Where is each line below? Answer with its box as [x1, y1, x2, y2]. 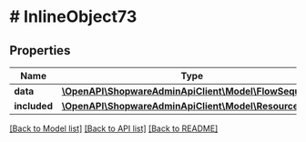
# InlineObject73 [9, 6, 138, 27]
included [14, 100, 53, 112]
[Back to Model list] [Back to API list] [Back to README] [9, 123, 219, 134]
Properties [9, 43, 71, 58]
